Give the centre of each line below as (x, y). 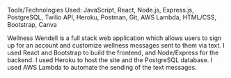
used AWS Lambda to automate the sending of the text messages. (102, 67)
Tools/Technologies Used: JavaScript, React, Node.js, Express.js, (101, 10)
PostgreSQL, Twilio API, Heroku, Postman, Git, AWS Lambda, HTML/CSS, (112, 17)
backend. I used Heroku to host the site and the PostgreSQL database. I (110, 60)
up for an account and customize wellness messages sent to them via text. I (116, 45)
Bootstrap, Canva (32, 25)
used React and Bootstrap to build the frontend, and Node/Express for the (113, 52)
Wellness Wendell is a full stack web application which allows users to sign (114, 38)
